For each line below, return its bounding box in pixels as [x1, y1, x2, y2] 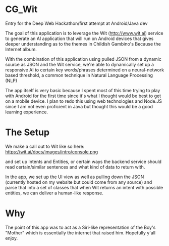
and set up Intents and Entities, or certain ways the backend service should [5, 158, 162, 165]
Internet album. [5, 46, 37, 52]
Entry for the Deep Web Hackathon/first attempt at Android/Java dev [5, 20, 148, 26]
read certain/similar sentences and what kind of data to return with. [5, 163, 145, 170]
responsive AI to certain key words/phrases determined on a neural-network [5, 67, 164, 73]
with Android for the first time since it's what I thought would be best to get [5, 93, 161, 99]
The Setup [5, 127, 49, 138]
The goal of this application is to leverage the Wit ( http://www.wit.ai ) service [5, 30, 164, 36]
